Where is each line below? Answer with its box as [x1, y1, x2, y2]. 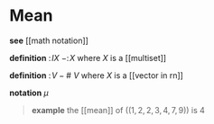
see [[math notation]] [9, 35, 88, 46]
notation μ [9, 87, 50, 98]
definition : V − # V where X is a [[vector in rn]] [9, 69, 183, 81]
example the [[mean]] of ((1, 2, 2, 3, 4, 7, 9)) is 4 [31, 104, 206, 115]
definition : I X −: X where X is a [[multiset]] [9, 52, 167, 63]
